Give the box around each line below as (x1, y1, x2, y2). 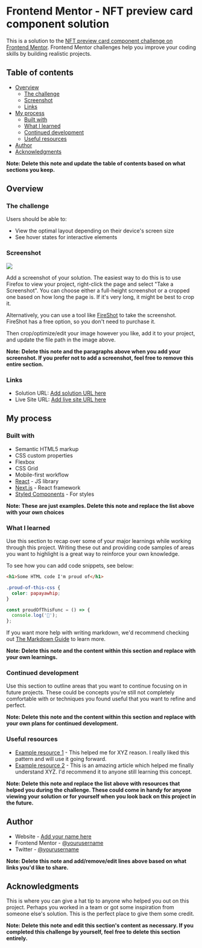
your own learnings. (6, 654, 58, 661)
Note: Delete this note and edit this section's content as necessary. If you (6, 922, 194, 929)
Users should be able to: (6, 216, 68, 223)
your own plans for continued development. (6, 720, 119, 727)
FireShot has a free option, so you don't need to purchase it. (6, 318, 156, 325)
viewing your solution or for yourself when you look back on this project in (6, 792, 196, 800)
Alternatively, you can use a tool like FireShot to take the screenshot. (6, 311, 177, 318)
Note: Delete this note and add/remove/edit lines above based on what (6, 857, 187, 864)
